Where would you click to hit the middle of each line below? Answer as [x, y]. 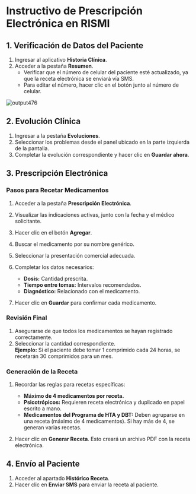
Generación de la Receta [42, 371]
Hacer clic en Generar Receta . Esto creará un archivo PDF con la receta [102, 439]
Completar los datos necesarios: [54, 267]
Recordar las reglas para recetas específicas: [70, 385]
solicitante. [28, 221]
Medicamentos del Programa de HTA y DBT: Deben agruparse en [104, 415]
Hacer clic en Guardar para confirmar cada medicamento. [86, 303]
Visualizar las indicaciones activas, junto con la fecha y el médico [94, 214]
